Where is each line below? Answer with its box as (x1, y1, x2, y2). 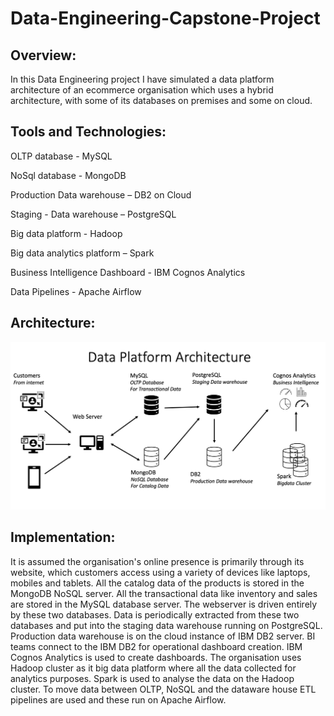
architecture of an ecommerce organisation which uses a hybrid (10, 84, 274, 96)
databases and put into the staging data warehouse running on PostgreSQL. (10, 619, 323, 631)
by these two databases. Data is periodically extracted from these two (10, 608, 300, 621)
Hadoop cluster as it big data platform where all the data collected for (10, 662, 297, 674)
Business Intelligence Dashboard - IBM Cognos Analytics (10, 266, 246, 278)
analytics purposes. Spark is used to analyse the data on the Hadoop (10, 672, 295, 684)
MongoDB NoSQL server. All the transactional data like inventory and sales (10, 587, 318, 599)
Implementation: (10, 529, 116, 546)
